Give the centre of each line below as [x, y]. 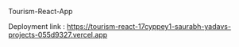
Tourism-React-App [40, 11]
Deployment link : [37, 26]
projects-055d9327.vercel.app [58, 35]
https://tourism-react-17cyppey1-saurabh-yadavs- [149, 26]
